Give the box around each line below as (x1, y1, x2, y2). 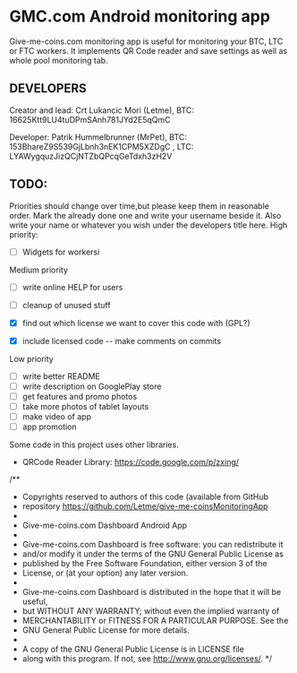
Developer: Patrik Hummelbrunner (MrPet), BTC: (9, 132, 188, 142)
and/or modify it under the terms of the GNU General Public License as (21, 548, 284, 559)
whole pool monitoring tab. (9, 55, 109, 65)
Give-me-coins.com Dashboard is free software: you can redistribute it (21, 539, 284, 550)
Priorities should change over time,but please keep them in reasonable (9, 200, 270, 211)
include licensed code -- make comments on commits (21, 335, 222, 346)
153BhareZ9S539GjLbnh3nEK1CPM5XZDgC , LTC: (9, 141, 194, 151)
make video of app (21, 411, 92, 422)
